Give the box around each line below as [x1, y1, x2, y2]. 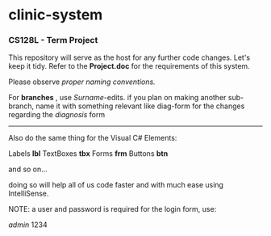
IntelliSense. [8, 188, 49, 199]
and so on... [8, 164, 48, 175]
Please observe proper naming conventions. [8, 77, 156, 86]
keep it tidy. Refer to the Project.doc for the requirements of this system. [8, 61, 250, 71]
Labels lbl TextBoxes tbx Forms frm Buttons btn [8, 149, 169, 158]
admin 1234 [8, 220, 48, 230]
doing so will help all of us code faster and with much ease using [8, 180, 224, 190]
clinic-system [8, 6, 103, 24]
